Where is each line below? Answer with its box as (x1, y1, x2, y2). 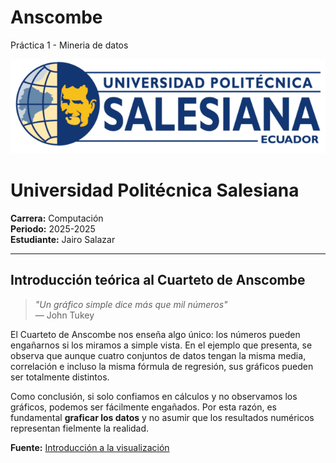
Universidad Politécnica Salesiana (10, 179, 300, 202)
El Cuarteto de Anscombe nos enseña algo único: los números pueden (10, 328, 301, 340)
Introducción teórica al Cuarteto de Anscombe (10, 272, 306, 289)
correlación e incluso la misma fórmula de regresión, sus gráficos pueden (10, 360, 314, 372)
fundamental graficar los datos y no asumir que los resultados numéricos (10, 411, 315, 423)
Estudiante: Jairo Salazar (10, 234, 116, 246)
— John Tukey (34, 309, 95, 321)
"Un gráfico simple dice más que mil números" (34, 298, 228, 310)
